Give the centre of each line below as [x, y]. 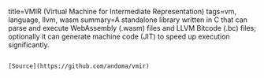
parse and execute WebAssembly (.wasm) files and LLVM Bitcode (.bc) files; [132, 28]
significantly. [29, 45]
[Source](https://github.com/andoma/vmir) [79, 66]
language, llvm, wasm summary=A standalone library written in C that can [128, 20]
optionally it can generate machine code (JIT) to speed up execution [119, 36]
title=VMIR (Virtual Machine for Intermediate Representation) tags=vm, [123, 11]
